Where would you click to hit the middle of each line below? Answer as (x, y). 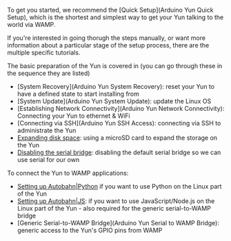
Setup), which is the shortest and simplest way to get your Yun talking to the (115, 17)
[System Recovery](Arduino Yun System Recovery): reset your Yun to (116, 86)
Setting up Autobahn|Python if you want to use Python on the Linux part (119, 186)
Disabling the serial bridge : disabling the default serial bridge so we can (119, 152)
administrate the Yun (47, 130)
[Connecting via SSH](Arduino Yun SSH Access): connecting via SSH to (119, 123)
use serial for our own (48, 160)
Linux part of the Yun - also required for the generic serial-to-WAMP (114, 208)
